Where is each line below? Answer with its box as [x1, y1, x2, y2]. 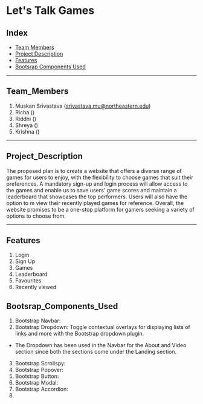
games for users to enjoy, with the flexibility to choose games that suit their [6, 174, 193, 181]
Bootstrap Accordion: [14, 385, 68, 393]
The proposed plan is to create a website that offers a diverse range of [6, 167, 182, 174]
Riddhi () [14, 115, 37, 122]
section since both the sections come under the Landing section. [14, 348, 177, 356]
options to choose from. [6, 212, 66, 220]
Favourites [14, 277, 42, 284]
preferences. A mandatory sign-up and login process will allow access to [6, 180, 188, 187]
